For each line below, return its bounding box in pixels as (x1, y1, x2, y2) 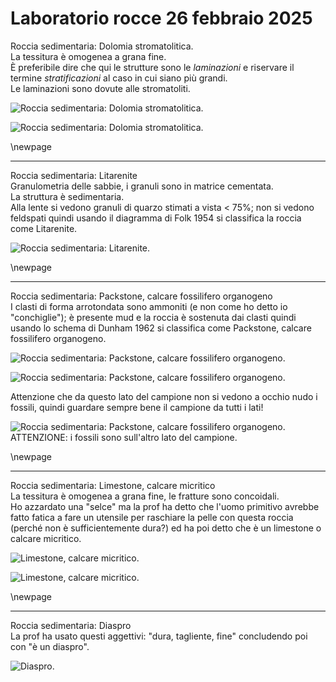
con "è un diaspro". (10, 640, 90, 652)
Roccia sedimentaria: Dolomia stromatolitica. (10, 40, 194, 52)
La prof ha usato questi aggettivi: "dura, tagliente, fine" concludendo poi (10, 630, 308, 642)
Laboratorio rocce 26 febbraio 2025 (10, 7, 313, 30)
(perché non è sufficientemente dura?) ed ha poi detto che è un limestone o (10, 522, 322, 534)
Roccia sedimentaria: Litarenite (10, 169, 138, 181)
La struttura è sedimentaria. (10, 190, 125, 202)
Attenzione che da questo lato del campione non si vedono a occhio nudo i (10, 390, 318, 402)
